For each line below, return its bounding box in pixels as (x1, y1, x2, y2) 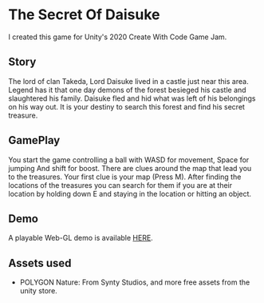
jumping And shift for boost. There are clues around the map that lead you (8, 163, 252, 173)
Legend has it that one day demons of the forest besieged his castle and (8, 85, 246, 94)
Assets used (8, 256, 72, 269)
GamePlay (8, 134, 61, 147)
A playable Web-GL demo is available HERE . (8, 233, 153, 243)
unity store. (19, 286, 57, 296)
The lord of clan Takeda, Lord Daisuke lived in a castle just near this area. (8, 76, 249, 86)
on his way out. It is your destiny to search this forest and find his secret (8, 102, 246, 111)
